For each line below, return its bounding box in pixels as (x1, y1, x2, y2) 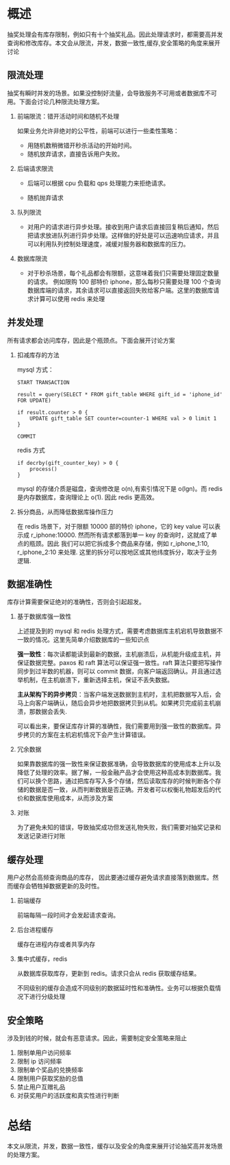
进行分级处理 (29, 992, 66, 1001)
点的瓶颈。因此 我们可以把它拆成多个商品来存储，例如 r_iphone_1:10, (16, 539, 209, 547)
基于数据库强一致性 (16, 612, 72, 621)
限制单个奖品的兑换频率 (16, 1066, 84, 1074)
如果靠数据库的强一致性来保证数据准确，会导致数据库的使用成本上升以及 (16, 760, 221, 768)
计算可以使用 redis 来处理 (33, 294, 105, 302)
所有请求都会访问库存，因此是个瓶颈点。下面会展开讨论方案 (7, 336, 175, 344)
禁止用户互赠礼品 (16, 1083, 66, 1091)
